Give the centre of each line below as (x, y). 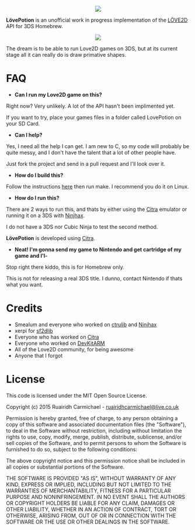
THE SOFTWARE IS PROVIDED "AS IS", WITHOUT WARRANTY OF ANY (91, 478)
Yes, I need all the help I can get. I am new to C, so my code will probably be (98, 146)
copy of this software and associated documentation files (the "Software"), (96, 424)
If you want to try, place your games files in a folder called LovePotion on (94, 117)
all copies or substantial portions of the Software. (65, 467)
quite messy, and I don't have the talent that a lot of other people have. (91, 152)
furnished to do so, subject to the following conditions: (72, 449)
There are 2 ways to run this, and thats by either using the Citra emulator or (97, 209)
